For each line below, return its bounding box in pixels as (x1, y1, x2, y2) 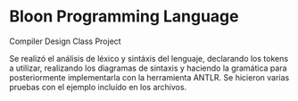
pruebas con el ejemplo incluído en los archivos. (9, 81, 187, 92)
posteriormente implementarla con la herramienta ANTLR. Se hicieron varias (9, 72, 290, 82)
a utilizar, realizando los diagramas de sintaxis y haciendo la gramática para (9, 63, 287, 73)
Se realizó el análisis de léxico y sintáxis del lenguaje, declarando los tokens (9, 53, 288, 63)
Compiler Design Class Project (9, 36, 122, 46)
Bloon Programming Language (9, 6, 239, 27)
